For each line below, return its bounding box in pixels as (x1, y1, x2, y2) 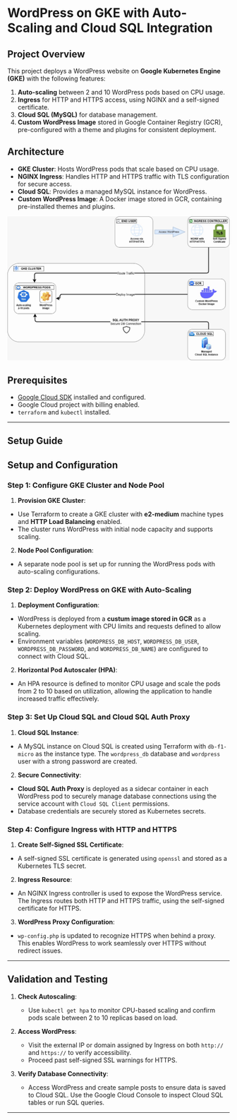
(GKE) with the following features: (7, 74, 106, 83)
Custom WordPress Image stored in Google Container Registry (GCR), (17, 118, 224, 126)
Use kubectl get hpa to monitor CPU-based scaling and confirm (28, 1006, 216, 1014)
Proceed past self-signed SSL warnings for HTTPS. (28, 1056, 178, 1064)
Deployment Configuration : (17, 601, 100, 609)
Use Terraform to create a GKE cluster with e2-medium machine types (17, 510, 224, 518)
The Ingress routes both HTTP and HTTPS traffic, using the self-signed (17, 896, 224, 905)
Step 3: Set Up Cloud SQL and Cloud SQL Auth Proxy (7, 712, 190, 722)
